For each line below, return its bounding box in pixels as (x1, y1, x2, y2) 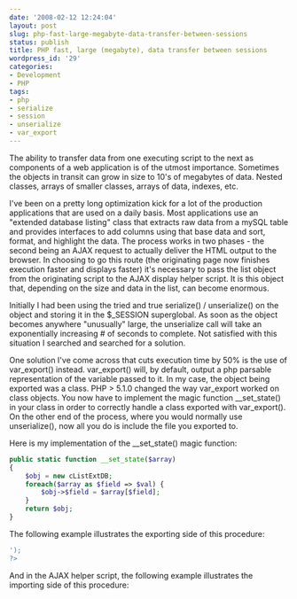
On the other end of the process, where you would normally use (9, 411, 243, 422)
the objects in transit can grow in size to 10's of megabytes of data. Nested (9, 171, 283, 182)
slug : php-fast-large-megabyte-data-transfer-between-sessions (9, 29, 248, 38)
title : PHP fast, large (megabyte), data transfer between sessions (9, 46, 268, 55)
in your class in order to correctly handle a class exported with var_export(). (9, 401, 286, 412)
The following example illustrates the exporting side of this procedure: (9, 528, 265, 539)
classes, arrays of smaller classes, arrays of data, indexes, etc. (9, 181, 239, 191)
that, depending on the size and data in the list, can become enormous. (9, 283, 270, 293)
